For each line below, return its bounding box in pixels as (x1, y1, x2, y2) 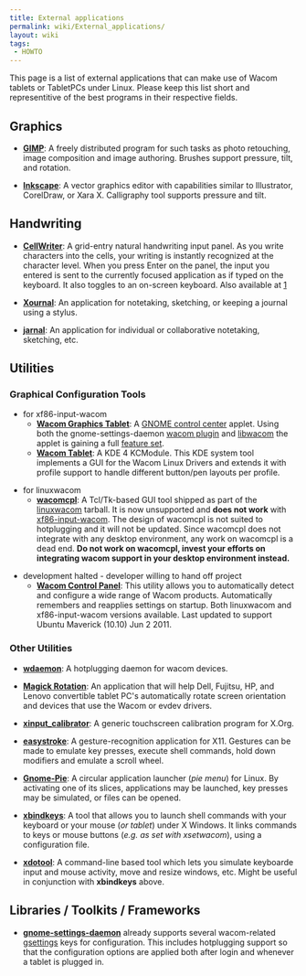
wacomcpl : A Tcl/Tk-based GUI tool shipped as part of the (36, 495, 258, 506)
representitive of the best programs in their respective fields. (9, 92, 238, 103)
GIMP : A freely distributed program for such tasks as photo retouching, (22, 143, 290, 154)
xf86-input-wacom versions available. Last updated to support (36, 609, 272, 620)
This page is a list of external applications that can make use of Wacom (9, 72, 278, 83)
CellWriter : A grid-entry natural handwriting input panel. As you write (22, 240, 284, 252)
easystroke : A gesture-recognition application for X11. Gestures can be (22, 735, 291, 746)
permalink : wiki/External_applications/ (9, 22, 166, 31)
